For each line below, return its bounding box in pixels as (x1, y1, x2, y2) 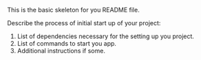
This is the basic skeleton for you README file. (7, 6, 140, 14)
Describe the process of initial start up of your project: (7, 19, 161, 27)
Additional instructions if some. (17, 47, 105, 55)
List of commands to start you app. (17, 40, 117, 47)
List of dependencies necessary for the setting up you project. (17, 32, 195, 40)
